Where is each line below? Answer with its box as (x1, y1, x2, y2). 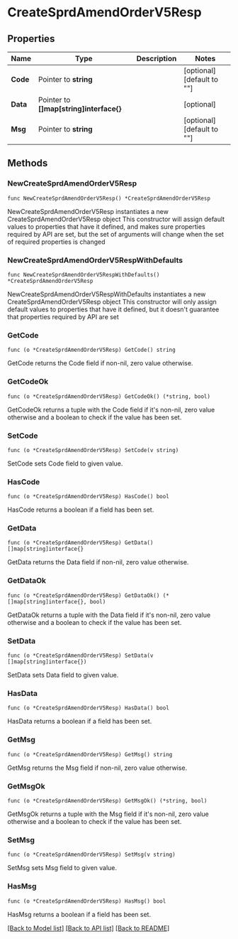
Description (136, 54, 177, 63)
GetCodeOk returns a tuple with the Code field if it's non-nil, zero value (7, 405, 215, 414)
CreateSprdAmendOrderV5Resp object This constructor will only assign (7, 297, 217, 306)
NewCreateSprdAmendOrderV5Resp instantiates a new (7, 207, 169, 215)
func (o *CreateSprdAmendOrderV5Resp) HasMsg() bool (7, 897, 166, 905)
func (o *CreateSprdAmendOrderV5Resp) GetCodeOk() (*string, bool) (7, 392, 211, 400)
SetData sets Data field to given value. (7, 671, 119, 680)
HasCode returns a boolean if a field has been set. (7, 505, 154, 514)
